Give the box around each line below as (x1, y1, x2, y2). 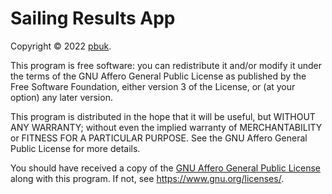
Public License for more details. (10, 142, 141, 154)
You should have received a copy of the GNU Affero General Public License (10, 162, 321, 174)
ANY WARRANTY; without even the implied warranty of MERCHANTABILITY (10, 121, 323, 133)
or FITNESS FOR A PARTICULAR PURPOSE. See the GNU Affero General (10, 132, 308, 144)
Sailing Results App (10, 7, 176, 30)
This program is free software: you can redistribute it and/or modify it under (10, 59, 322, 71)
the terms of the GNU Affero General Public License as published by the (10, 70, 307, 82)
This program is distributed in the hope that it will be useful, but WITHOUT (10, 110, 316, 122)
